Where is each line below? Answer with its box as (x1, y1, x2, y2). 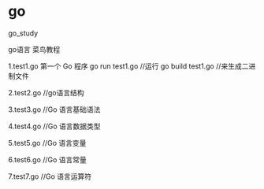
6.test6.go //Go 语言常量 (8, 154, 87, 164)
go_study (8, 28, 39, 38)
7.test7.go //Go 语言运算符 (8, 172, 92, 181)
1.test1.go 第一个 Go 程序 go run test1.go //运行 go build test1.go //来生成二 (8, 61, 249, 71)
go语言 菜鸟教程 (8, 44, 61, 54)
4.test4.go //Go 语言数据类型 (8, 121, 101, 131)
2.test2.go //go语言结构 (8, 87, 84, 97)
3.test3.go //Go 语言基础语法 (8, 105, 101, 114)
